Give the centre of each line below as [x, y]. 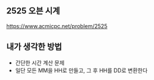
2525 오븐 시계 [33, 11]
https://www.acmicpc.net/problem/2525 [57, 26]
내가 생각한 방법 [34, 47]
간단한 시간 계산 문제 [40, 62]
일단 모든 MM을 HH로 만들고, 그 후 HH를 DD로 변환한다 [81, 70]
